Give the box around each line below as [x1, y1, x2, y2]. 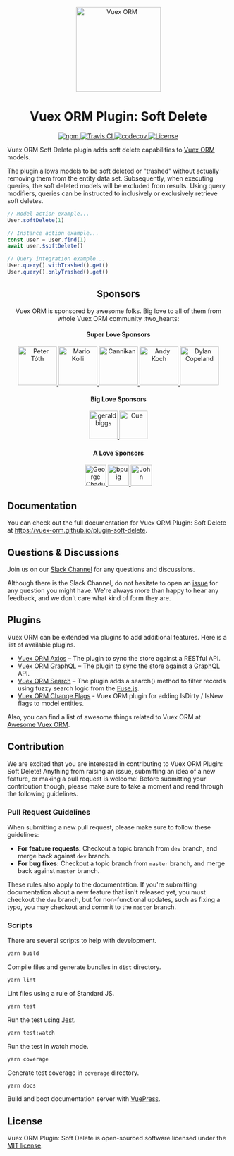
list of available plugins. [7, 640, 76, 649]
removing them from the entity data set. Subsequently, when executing [7, 174, 214, 183]
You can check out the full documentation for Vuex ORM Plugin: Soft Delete [7, 518, 227, 527]
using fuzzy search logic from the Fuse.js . [17, 684, 140, 693]
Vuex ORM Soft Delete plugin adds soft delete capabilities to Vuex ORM [7, 145, 215, 154]
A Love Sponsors [92, 449, 144, 457]
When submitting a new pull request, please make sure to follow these [7, 822, 211, 832]
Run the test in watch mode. [7, 1042, 89, 1050]
